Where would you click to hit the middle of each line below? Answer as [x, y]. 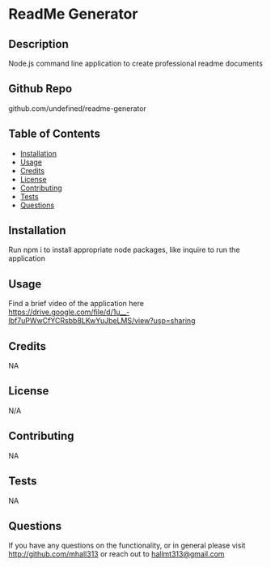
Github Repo [40, 89]
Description [38, 44]
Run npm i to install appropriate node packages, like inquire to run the [124, 250]
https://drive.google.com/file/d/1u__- [69, 312]
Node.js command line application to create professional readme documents [135, 63]
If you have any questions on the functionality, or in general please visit [127, 546]
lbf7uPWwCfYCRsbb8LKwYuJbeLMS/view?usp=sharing [102, 321]
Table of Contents [55, 134]
